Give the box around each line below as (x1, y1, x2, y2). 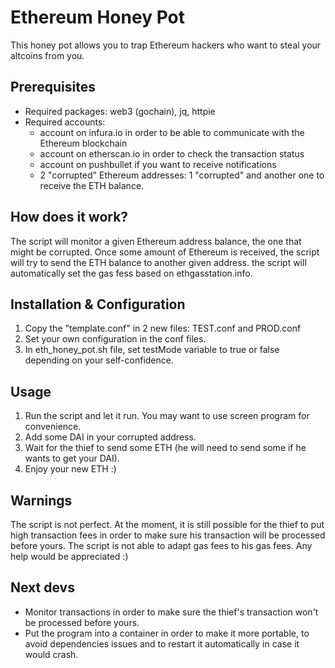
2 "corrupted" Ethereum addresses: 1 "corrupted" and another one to (39, 169, 325, 181)
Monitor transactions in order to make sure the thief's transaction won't (24, 606, 319, 618)
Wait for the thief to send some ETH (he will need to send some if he (24, 442, 307, 454)
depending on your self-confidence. (24, 354, 174, 366)
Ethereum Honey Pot (10, 6, 185, 29)
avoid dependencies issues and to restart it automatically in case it (24, 637, 300, 650)
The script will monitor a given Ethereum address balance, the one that (10, 235, 302, 247)
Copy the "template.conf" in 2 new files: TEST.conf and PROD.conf (24, 322, 302, 335)
